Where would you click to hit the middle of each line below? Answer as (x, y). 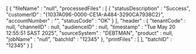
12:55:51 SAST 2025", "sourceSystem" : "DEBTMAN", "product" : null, (90, 33)
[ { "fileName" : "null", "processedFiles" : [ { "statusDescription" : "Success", (98, 8)
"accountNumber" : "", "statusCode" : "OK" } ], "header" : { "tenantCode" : (96, 21)
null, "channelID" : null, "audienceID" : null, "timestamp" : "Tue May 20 (91, 27)
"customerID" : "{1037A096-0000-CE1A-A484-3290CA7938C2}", (85, 15)
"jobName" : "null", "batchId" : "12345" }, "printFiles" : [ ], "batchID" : (89, 39)
